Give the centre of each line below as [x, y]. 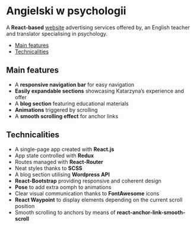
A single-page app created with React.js [64, 149]
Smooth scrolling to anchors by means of [65, 212]
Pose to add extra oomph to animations [63, 187]
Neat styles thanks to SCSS [48, 168]
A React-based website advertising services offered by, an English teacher [98, 27]
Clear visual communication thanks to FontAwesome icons [87, 193]
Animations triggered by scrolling [56, 110]
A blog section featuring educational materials [72, 103]
